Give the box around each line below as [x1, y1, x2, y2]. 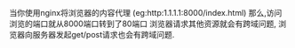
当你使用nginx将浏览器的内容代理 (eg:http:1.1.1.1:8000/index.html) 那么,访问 [9, 8, 283, 17]
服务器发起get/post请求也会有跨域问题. [32, 30, 175, 39]
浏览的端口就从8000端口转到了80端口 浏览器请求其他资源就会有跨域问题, [9, 18, 277, 29]
